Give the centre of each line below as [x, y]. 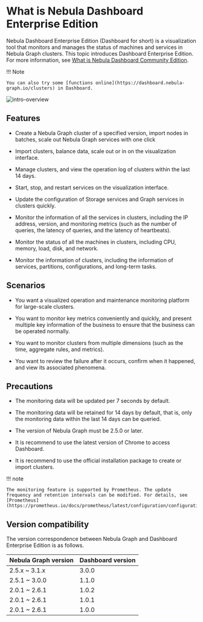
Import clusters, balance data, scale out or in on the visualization [95, 151]
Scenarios [26, 286]
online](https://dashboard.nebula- [140, 83]
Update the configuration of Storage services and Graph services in [99, 199]
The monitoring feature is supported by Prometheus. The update [89, 490]
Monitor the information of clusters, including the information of [94, 260]
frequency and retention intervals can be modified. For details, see [97, 495]
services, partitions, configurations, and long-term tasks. [86, 266]
